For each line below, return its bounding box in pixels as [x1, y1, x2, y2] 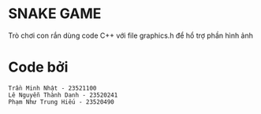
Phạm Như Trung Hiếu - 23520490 [8, 97, 114, 106]
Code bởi [8, 58, 69, 76]
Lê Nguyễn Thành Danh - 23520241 [8, 91, 118, 99]
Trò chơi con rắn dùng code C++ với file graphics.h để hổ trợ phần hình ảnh [8, 31, 254, 40]
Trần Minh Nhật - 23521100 [8, 84, 97, 92]
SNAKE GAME [8, 5, 102, 23]
